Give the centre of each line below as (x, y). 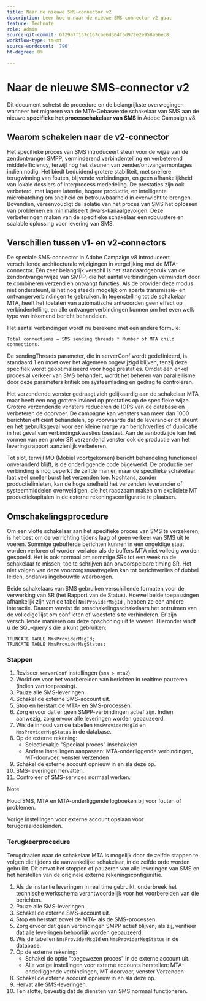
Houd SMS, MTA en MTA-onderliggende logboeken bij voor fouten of (94, 801)
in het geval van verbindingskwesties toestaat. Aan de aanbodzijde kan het (101, 433)
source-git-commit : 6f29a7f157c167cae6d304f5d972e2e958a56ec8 (88, 35)
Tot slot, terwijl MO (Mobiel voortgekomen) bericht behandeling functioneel (102, 458)
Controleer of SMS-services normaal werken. (73, 777)
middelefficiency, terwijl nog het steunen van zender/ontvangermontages (100, 165)
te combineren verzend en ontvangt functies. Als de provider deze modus (100, 283)
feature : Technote (30, 23)
